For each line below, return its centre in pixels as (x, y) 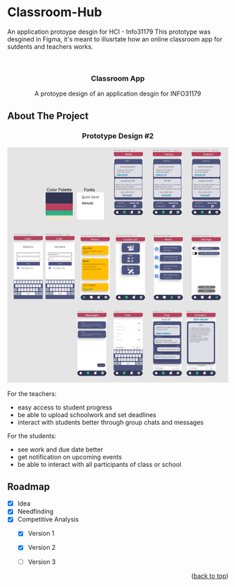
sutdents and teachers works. (50, 46)
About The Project (48, 116)
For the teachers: (32, 394)
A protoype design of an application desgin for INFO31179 (118, 94)
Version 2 (42, 548)
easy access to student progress (65, 407)
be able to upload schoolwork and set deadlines (87, 415)
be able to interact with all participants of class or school (99, 465)
